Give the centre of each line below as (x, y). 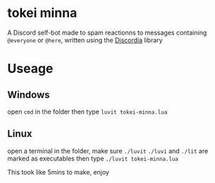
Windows (29, 94)
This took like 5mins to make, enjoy (58, 172)
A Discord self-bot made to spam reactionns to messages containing (107, 33)
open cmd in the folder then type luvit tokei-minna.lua (87, 112)
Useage (30, 69)
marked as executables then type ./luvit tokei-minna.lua (93, 158)
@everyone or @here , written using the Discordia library (85, 40)
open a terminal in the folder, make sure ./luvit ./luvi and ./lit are (108, 150)
